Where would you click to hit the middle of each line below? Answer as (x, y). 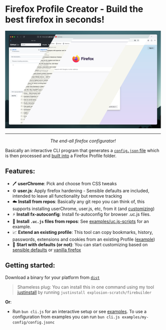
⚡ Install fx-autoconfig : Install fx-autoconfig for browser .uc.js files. (82, 214)
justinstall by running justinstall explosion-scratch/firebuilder (84, 292)
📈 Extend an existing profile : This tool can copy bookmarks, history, (83, 232)
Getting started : (30, 265)
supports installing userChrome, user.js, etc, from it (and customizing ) (83, 209)
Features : (20, 171)
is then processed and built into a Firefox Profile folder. (61, 156)
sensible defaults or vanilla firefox (47, 250)
